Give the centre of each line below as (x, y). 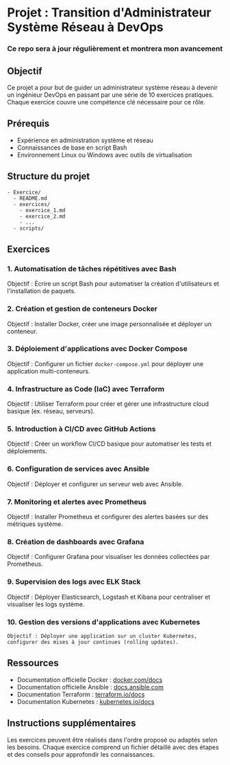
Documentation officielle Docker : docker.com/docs (90, 680)
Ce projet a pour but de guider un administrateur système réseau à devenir (112, 87)
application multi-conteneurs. (49, 371)
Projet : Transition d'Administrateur (110, 13)
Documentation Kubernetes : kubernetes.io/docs (86, 701)
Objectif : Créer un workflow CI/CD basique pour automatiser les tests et (110, 444)
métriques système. (35, 524)
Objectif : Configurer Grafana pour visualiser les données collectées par (108, 557)
